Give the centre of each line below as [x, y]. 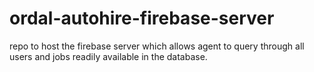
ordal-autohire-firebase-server [142, 18]
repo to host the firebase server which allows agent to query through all [157, 46]
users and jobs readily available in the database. [108, 56]
